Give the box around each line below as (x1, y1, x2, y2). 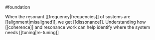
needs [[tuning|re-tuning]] (5, 30, 59, 35)
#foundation (5, 4, 30, 10)
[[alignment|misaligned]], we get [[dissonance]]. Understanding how (5, 19, 146, 25)
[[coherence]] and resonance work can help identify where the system (5, 24, 151, 30)
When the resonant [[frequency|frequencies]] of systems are (5, 14, 131, 19)
